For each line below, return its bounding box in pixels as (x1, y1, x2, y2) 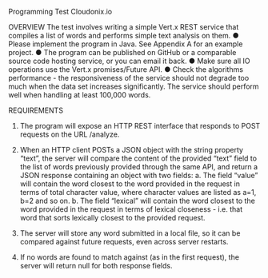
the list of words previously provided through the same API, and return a (19, 162, 258, 171)
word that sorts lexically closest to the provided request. (19, 213, 206, 222)
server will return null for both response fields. (19, 261, 173, 270)
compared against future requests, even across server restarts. (19, 237, 229, 246)
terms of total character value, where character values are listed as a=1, (19, 188, 257, 197)
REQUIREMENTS (8, 105, 64, 115)
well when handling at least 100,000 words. (8, 90, 151, 99)
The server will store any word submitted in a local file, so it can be (19, 228, 241, 238)
